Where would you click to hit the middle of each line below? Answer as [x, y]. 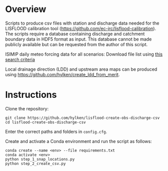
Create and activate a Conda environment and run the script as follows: [78, 141]
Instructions [31, 95]
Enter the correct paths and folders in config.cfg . [56, 131]
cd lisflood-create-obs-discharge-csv [45, 122]
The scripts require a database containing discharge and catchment [75, 34]
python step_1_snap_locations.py [40, 159]
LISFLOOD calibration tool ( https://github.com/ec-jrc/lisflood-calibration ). [81, 28]
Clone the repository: [27, 108]
